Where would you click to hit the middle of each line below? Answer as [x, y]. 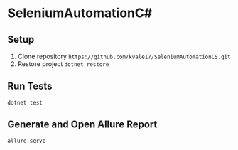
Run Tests [30, 86]
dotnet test [25, 102]
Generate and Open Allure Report [82, 125]
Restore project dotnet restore [63, 64]
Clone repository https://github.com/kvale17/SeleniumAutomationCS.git [124, 56]
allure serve [27, 141]
